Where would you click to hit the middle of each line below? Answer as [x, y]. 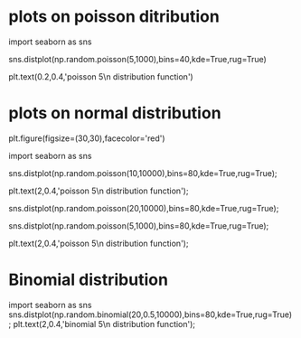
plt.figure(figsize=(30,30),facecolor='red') [87, 138]
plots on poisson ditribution [114, 17]
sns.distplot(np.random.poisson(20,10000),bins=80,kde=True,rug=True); [144, 208]
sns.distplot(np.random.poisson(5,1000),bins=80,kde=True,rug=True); [139, 225]
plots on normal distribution [115, 113]
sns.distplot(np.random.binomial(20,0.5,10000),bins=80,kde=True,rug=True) [150, 315]
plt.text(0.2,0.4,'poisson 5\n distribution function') [101, 76]
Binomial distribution [89, 280]
